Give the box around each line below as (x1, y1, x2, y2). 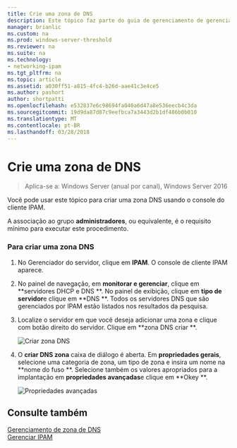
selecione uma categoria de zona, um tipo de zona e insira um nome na (17, 358, 226, 366)
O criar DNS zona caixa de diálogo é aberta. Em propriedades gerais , (17, 350, 221, 358)
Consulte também (7, 407, 88, 418)
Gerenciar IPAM (7, 433, 53, 442)
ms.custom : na (7, 30, 49, 37)
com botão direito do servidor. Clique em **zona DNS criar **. (17, 322, 197, 332)
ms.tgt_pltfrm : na (7, 69, 61, 76)
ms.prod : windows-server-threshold (7, 37, 112, 44)
